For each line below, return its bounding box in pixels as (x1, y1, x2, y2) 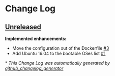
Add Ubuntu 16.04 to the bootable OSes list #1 (12, 50, 106, 56)
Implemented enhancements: (5, 36, 67, 41)
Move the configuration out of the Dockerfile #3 (12, 45, 109, 51)
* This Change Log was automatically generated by (5, 60, 110, 66)
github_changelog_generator (5, 65, 64, 71)
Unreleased (5, 23, 42, 31)
